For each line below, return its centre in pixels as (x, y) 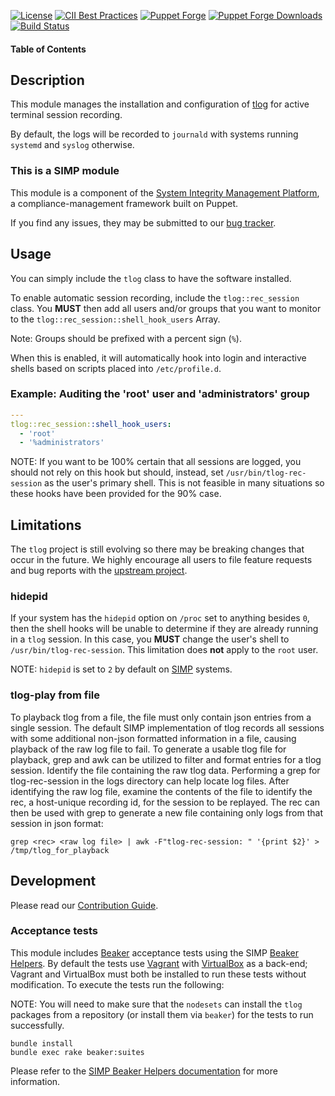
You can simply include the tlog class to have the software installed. (151, 278)
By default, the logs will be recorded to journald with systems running (154, 134)
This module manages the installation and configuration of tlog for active (160, 104)
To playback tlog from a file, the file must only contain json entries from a (161, 717)
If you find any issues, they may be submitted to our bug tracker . (143, 222)
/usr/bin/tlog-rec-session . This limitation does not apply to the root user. (164, 650)
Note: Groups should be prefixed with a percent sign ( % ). (126, 338)
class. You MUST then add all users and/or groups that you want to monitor (166, 308)
